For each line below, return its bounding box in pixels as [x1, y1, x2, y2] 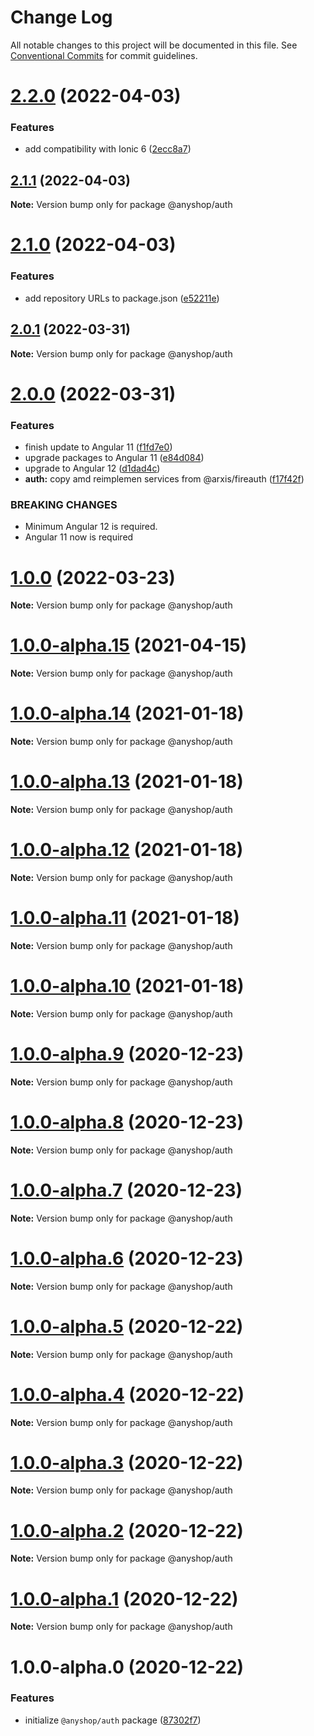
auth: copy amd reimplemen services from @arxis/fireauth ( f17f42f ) [24, 473, 305, 485]
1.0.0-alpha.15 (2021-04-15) [10, 634, 248, 657]
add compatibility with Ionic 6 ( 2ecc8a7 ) [24, 143, 192, 155]
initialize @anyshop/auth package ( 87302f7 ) [24, 1714, 202, 1726]
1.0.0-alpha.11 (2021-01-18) [10, 907, 240, 930]
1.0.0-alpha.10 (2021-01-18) [10, 975, 245, 998]
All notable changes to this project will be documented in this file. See [10, 39, 298, 51]
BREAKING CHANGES [10, 497, 118, 511]
